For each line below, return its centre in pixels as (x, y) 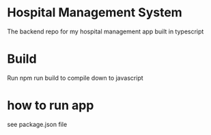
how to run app (51, 105)
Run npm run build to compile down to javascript (75, 78)
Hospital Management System (95, 13)
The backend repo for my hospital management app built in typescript (105, 31)
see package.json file (37, 124)
